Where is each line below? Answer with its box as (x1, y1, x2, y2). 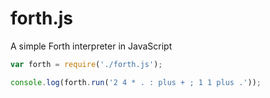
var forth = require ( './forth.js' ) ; (10, 59, 163, 69)
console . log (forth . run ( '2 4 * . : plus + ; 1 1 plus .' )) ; (10, 77, 262, 87)
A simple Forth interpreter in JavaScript (10, 40, 173, 52)
